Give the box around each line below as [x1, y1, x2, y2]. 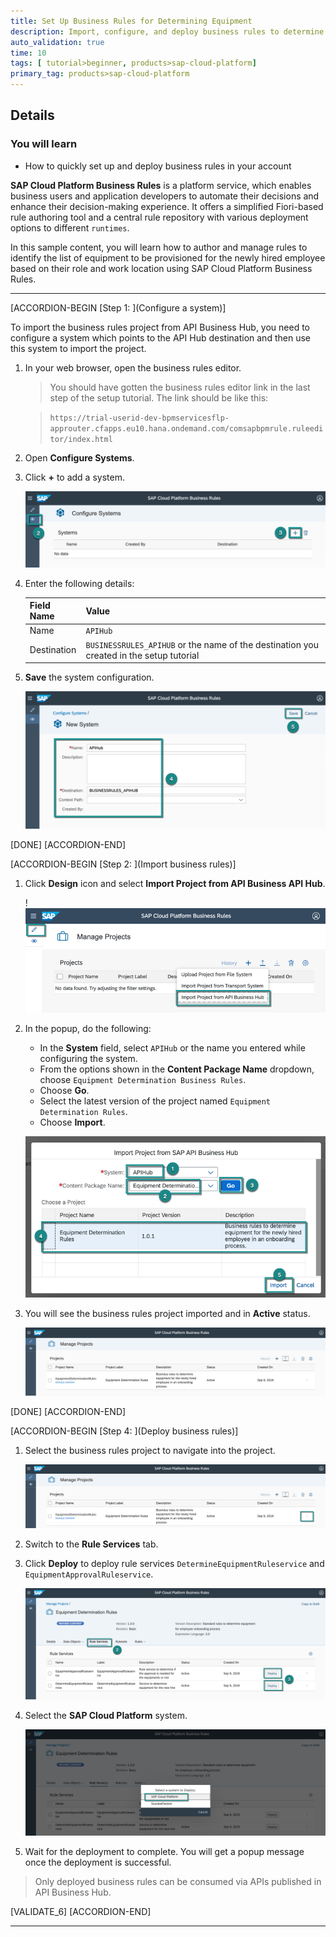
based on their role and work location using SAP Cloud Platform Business [10, 262, 313, 274]
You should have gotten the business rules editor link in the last [49, 381, 311, 393]
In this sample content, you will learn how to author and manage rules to [10, 241, 308, 253]
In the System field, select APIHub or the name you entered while [39, 1042, 306, 1054]
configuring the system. [39, 1053, 138, 1065]
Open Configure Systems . [24, 451, 135, 464]
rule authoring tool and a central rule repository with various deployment [10, 211, 309, 223]
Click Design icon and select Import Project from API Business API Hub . [24, 877, 326, 889]
